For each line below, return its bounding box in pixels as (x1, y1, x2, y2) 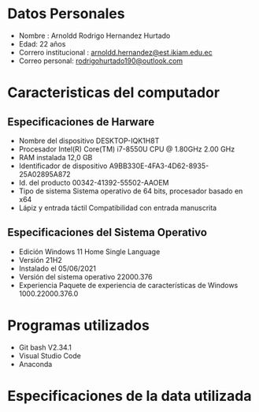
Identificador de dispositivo (18, 161, 108, 170)
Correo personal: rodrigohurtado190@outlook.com (18, 56, 183, 66)
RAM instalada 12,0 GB (18, 152, 93, 162)
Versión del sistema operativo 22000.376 (18, 272, 153, 281)
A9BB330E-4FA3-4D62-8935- (109, 161, 209, 170)
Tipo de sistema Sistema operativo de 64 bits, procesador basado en (18, 186, 243, 196)
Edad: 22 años (18, 39, 66, 48)
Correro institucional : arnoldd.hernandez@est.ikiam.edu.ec (18, 47, 213, 57)
